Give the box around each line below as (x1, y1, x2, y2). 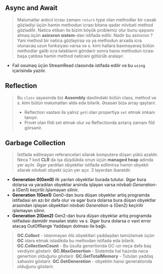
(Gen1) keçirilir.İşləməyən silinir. (16, 187, 79, 193)
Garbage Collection (5, 139, 66, 147)
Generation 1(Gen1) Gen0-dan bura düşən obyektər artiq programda (12, 192, 150, 198)
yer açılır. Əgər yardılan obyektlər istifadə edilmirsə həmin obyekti (17, 162, 149, 168)
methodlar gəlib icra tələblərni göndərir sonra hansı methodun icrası (17, 48, 154, 54)
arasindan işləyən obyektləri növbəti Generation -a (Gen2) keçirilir (12, 202, 144, 208)
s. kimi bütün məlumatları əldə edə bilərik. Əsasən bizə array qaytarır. (17, 100, 156, 106)
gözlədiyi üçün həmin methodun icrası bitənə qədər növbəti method (17, 22, 153, 28)
